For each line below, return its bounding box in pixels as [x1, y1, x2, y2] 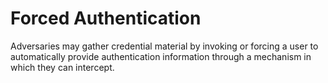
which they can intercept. [10, 61, 115, 73]
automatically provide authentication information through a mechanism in [10, 50, 312, 62]
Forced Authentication [10, 7, 202, 30]
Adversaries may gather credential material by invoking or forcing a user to [10, 40, 319, 52]
